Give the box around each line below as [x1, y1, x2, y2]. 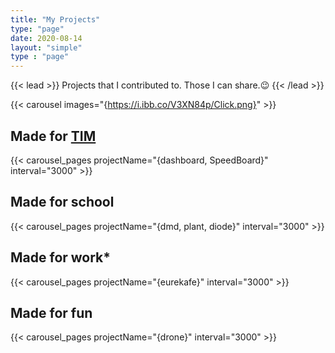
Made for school [10, 194, 115, 211]
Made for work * [10, 249, 112, 266]
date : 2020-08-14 [10, 33, 83, 43]
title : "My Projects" [10, 14, 101, 25]
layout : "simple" [10, 42, 83, 53]
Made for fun [10, 304, 93, 321]
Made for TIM [10, 127, 97, 145]
